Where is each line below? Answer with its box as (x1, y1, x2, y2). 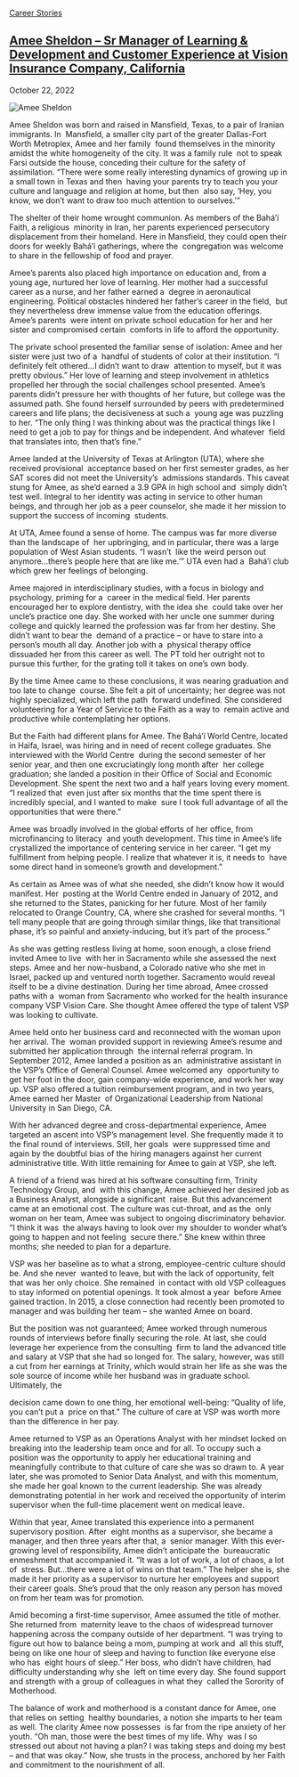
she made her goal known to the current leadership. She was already (9, 1480, 263, 1491)
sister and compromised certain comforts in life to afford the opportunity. (9, 324, 279, 335)
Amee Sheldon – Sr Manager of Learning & (9, 33, 248, 48)
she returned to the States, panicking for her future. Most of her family (9, 897, 267, 908)
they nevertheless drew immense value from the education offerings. (9, 305, 263, 315)
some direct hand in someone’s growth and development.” (9, 861, 222, 872)
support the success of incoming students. (9, 509, 169, 520)
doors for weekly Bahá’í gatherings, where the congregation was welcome (9, 240, 284, 251)
